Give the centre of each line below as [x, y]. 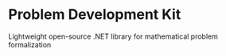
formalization [30, 44]
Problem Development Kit [95, 15]
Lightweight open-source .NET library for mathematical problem [113, 36]
